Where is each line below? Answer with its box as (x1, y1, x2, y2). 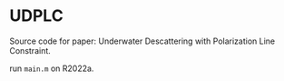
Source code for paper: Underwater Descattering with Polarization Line (9, 35, 276, 46)
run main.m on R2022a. (9, 63, 94, 74)
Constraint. (9, 45, 52, 56)
